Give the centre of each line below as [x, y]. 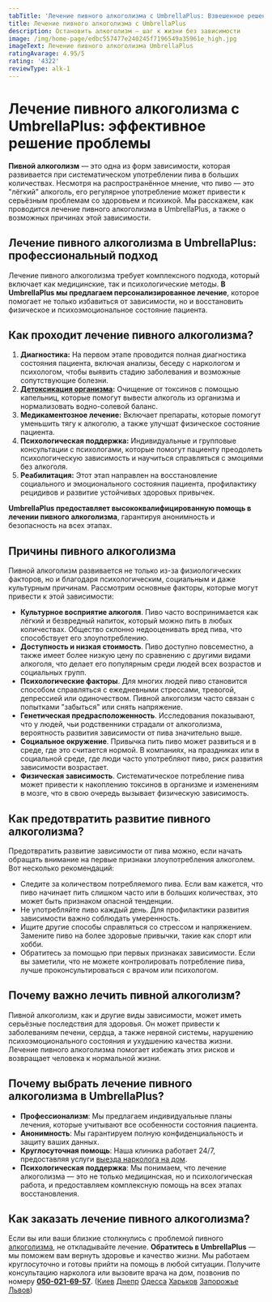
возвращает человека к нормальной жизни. [85, 1058]
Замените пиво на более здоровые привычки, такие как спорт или [136, 935]
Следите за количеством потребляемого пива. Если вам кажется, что [141, 883]
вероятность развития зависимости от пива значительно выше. [131, 733]
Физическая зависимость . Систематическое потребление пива [132, 776]
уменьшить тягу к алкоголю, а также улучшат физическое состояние [140, 423]
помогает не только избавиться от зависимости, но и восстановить [126, 301]
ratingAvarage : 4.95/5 [47, 54]
